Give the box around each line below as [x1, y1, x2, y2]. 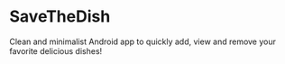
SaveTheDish [9, 6, 111, 27]
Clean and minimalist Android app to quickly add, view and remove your [9, 36, 277, 47]
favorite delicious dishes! [9, 45, 103, 56]
